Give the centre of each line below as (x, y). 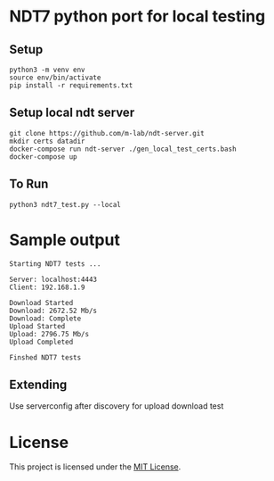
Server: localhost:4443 (53, 279)
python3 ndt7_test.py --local (65, 204)
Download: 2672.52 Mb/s (53, 311)
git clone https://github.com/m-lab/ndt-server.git (107, 133)
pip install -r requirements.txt (71, 86)
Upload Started (37, 326)
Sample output (64, 240)
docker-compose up (43, 157)
